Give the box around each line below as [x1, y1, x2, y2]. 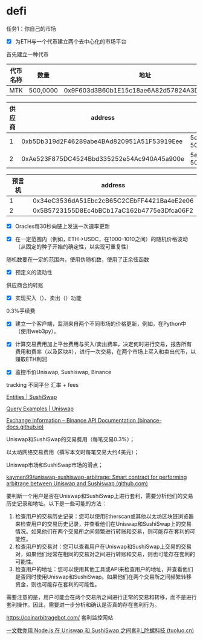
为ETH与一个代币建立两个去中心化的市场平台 [14, 37, 127, 45]
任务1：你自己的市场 [6, 25, 56, 32]
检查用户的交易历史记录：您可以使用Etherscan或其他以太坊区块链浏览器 [14, 512, 195, 520]
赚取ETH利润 [14, 355, 47, 363]
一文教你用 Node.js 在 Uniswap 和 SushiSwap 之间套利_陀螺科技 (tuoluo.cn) [6, 627, 195, 634]
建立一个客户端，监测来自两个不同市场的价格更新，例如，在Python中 [14, 320, 187, 328]
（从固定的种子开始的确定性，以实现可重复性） [14, 243, 132, 250]
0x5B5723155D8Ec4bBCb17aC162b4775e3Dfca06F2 [32, 207, 193, 215]
